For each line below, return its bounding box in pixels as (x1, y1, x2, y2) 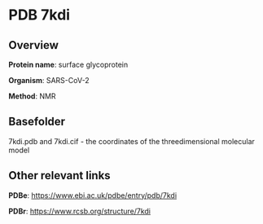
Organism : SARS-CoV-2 (8, 76, 90, 85)
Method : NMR (8, 91, 56, 101)
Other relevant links (8, 169, 112, 182)
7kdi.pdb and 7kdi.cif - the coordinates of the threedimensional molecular (8, 136, 255, 146)
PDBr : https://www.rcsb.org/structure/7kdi (8, 206, 151, 216)
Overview (8, 38, 59, 52)
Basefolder (8, 115, 66, 129)
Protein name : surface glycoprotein (8, 59, 129, 69)
